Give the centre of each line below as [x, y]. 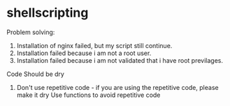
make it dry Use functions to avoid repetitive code [88, 95]
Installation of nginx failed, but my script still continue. [94, 45]
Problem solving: [31, 32]
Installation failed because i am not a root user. [84, 53]
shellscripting [48, 13]
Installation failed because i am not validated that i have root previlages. [120, 60]
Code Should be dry [35, 74]
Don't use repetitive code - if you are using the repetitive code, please [117, 87]
